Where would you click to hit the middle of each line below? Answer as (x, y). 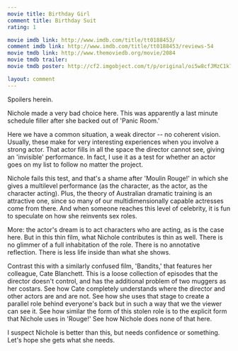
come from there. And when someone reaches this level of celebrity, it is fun (119, 208)
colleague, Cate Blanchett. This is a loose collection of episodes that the (113, 273)
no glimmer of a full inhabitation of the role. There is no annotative (104, 245)
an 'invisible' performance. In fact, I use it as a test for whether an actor (112, 157)
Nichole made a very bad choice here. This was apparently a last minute (113, 113)
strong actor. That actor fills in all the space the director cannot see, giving (116, 149)
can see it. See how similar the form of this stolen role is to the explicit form (117, 311)
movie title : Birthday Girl (49, 14)
